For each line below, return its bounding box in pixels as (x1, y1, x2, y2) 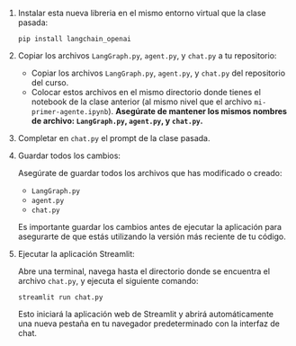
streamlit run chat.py (17, 293, 103, 302)
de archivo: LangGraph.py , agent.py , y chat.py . (31, 116, 203, 126)
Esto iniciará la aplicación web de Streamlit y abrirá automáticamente (17, 309, 274, 319)
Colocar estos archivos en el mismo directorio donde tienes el (31, 87, 261, 97)
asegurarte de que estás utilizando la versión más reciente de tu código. (17, 231, 286, 242)
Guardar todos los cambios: (17, 150, 121, 161)
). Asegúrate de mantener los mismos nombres (107, 106, 288, 116)
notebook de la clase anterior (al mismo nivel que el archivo (31, 96, 253, 107)
